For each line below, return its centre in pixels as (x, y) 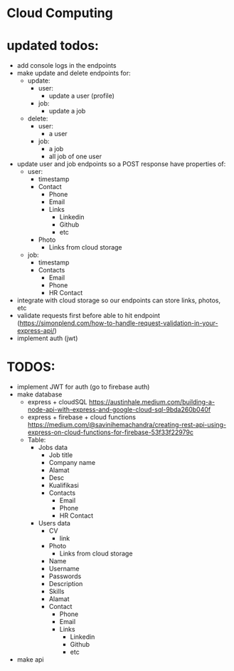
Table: (37, 440)
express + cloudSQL (58, 402)
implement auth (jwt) (47, 338)
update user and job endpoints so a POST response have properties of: (121, 164)
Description (66, 584)
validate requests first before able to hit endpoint (89, 316)
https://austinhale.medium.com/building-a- (151, 402)
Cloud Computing (60, 13)
